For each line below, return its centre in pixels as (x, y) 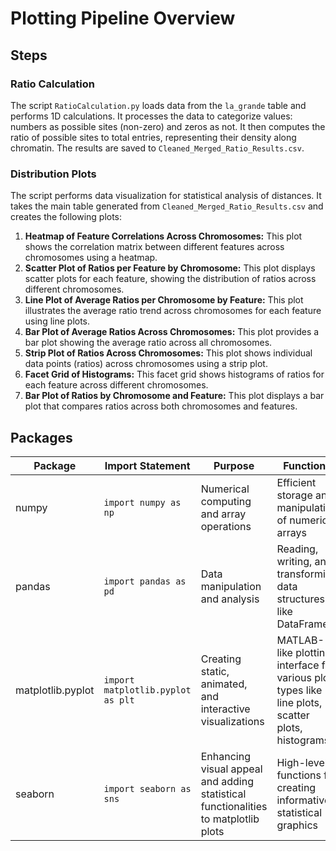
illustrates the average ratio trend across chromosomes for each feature (173, 311)
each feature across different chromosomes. (116, 385)
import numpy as (142, 502)
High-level (302, 762)
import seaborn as (147, 788)
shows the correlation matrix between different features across (154, 247)
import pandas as (145, 581)
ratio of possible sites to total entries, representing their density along (153, 137)
